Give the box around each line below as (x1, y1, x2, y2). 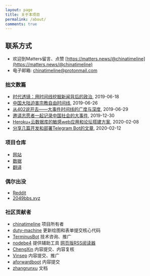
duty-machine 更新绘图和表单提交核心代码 (12, 228, 101, 234)
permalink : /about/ (5, 17, 46, 22)
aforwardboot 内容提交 (12, 259, 61, 265)
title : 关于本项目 (5, 12, 40, 17)
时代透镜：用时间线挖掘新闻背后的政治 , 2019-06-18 (12, 94, 120, 100)
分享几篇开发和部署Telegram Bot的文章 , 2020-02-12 (12, 125, 121, 131)
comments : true (5, 21, 37, 27)
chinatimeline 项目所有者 (12, 221, 64, 227)
